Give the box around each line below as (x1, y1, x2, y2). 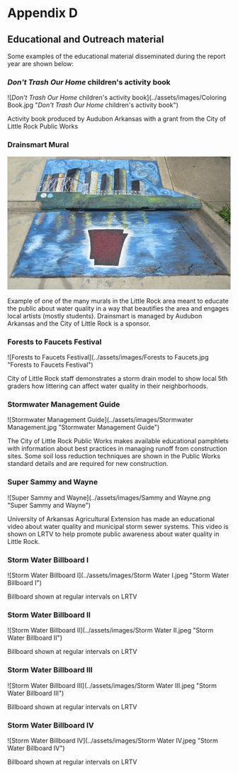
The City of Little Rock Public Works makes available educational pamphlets (7, 437, 229, 445)
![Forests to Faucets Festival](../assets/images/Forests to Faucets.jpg (7, 353, 209, 362)
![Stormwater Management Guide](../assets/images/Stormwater (7, 416, 193, 424)
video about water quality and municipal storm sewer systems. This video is (7, 522, 229, 530)
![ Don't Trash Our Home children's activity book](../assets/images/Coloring (7, 94, 227, 102)
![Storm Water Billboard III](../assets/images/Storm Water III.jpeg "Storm (7, 681, 217, 689)
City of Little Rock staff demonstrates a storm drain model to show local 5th (7, 374, 228, 383)
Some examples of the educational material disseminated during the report (7, 52, 226, 60)
